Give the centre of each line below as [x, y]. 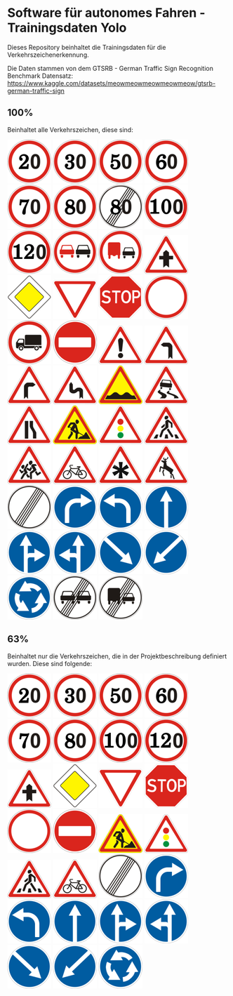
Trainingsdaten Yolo [67, 28]
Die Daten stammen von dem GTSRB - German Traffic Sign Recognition [111, 68]
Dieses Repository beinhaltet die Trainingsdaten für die [87, 47]
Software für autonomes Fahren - [106, 13]
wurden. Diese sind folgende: [50, 663]
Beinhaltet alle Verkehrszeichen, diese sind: [70, 130]
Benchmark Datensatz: [40, 76]
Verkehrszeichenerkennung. [48, 55]
